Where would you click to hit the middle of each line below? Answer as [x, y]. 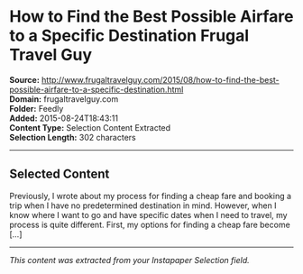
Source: [25, 79]
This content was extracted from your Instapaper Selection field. [129, 260]
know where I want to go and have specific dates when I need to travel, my [148, 215]
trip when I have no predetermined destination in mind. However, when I [143, 205]
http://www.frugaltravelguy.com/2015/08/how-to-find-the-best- [161, 79]
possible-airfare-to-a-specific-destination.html [96, 89]
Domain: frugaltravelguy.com [64, 99]
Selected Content [60, 174]
